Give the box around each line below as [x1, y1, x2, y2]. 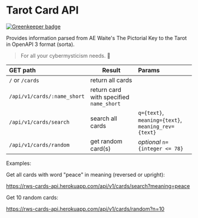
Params [138, 66, 160, 74]
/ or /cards [9, 76, 39, 84]
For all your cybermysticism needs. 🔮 [20, 52, 111, 59]
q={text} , [138, 108, 164, 117]
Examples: [6, 160, 31, 167]
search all [90, 114, 117, 123]
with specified [90, 93, 130, 101]
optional [138, 138, 161, 146]
